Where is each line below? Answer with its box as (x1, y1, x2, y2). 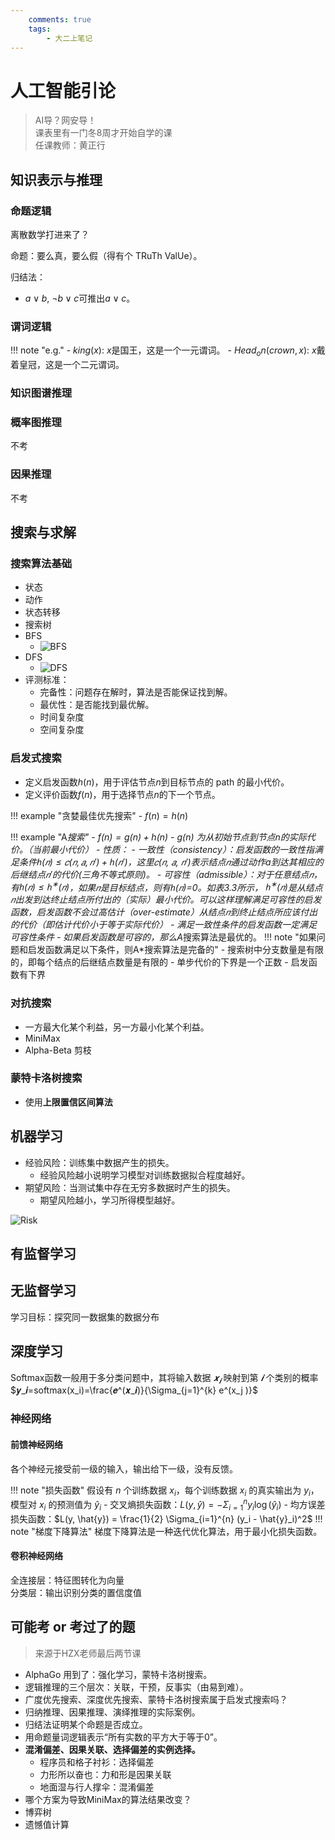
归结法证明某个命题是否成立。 (24, 1718, 148, 1730)
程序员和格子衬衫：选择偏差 (39, 1756, 155, 1768)
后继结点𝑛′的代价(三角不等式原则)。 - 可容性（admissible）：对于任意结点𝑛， (10, 868, 323, 880)
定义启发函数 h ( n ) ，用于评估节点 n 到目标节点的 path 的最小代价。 (24, 776, 290, 788)
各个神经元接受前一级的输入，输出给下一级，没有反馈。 (10, 1462, 238, 1475)
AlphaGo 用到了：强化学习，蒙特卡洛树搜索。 (24, 1668, 213, 1680)
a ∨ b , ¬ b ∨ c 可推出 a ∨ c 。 (24, 292, 136, 304)
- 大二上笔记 (46, 33, 93, 43)
